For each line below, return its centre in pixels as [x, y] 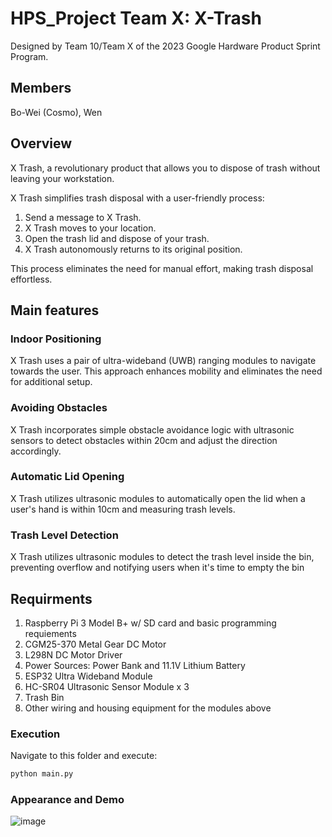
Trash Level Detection [64, 535]
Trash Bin [44, 697]
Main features [55, 310]
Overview [41, 143]
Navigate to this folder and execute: [84, 756]
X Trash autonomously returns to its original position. [133, 249]
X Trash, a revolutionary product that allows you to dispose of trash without [165, 168]
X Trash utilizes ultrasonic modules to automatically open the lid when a [158, 498]
